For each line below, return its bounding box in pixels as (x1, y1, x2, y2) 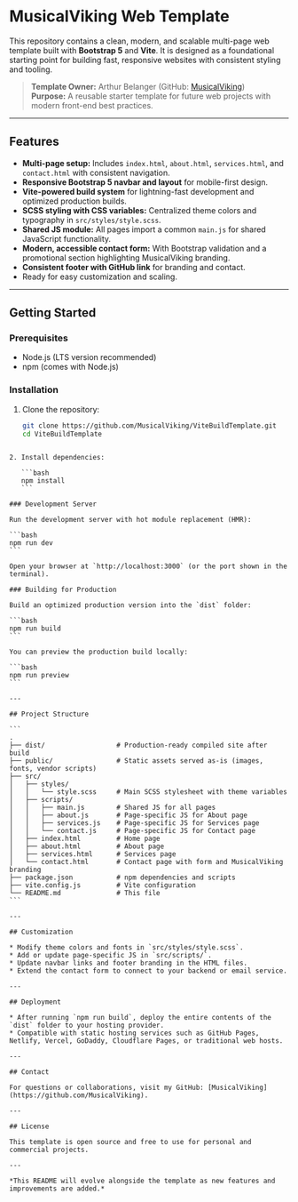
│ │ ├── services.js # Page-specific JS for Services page (9, 819, 260, 828)
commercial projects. (9, 1145, 90, 1155)
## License (9, 1122, 50, 1131)
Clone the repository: (21, 404, 100, 414)
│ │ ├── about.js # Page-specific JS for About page (9, 811, 248, 820)
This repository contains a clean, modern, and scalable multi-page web (9, 36, 271, 46)
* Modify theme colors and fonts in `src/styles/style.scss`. (9, 943, 244, 952)
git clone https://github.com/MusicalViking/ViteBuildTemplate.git (21, 421, 277, 430)
